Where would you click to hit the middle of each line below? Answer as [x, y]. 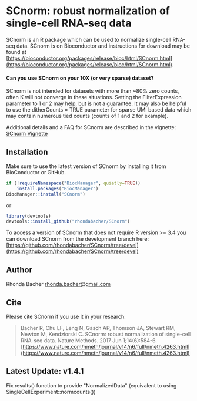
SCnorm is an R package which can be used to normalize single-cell [89, 39]
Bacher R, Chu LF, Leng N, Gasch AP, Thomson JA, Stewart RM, [98, 328]
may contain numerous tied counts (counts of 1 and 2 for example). [87, 116]
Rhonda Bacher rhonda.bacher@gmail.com [58, 284]
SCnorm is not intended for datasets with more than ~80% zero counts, [93, 91]
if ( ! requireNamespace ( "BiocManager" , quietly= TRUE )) [74, 183]
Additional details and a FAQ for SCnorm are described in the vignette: [91, 127]
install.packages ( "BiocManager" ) [58, 188]
